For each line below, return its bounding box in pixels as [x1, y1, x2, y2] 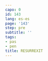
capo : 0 [5, 7, 21, 12]
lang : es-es [5, 16, 30, 21]
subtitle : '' [5, 30, 32, 35]
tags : [5, 35, 16, 40]
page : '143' [5, 21, 30, 26]
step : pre [5, 26, 26, 30]
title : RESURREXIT [5, 48, 43, 53]
